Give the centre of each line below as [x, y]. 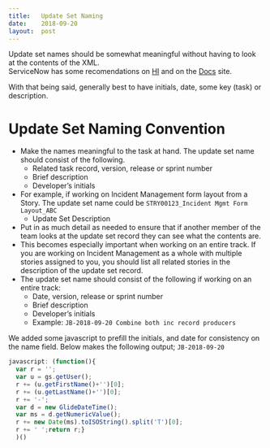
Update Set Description [71, 219]
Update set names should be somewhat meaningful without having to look [133, 54]
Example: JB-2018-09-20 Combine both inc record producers [134, 323]
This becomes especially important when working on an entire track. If [138, 245]
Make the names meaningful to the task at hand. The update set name [137, 151]
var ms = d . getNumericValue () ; [69, 415]
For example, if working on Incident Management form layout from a [134, 194]
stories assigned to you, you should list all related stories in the [125, 262]
